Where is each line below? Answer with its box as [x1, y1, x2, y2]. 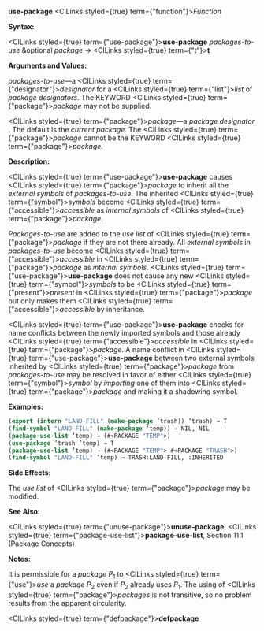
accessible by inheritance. [59, 305, 146, 314]
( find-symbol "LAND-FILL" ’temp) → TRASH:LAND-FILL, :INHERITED [8, 454, 224, 462]
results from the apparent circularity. [8, 598, 127, 607]
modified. [8, 492, 39, 501]
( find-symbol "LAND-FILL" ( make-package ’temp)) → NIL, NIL [8, 425, 210, 432]
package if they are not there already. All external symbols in [52, 238, 251, 247]
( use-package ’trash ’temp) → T [8, 439, 114, 447]
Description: [8, 157, 50, 166]
